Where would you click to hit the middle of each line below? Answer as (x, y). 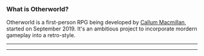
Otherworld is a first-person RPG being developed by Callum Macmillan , (96, 23)
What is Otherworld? (37, 9)
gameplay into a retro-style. (41, 35)
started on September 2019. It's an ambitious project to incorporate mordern (102, 29)
